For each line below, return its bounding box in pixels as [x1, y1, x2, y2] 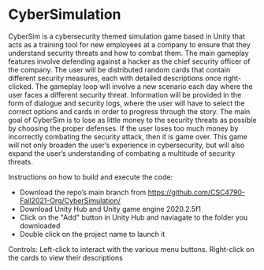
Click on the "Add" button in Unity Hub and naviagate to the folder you [19, 213, 248, 222]
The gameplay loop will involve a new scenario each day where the [35, 81, 254, 91]
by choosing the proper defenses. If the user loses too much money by [8, 124, 239, 133]
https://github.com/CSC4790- [147, 187, 246, 197]
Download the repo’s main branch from [19, 187, 147, 197]
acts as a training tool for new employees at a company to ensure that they [8, 39, 251, 49]
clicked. [8, 81, 34, 91]
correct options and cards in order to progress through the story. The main [8, 106, 251, 116]
